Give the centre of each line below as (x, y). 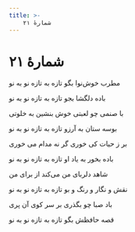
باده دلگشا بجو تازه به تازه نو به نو (57, 98)
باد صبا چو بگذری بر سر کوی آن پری (60, 205)
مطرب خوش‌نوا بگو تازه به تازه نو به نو (64, 83)
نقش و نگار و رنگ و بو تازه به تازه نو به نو (68, 190)
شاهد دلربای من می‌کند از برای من (59, 174)
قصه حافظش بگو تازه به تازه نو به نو (62, 219)
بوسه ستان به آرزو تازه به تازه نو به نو (63, 129)
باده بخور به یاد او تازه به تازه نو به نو (61, 159)
